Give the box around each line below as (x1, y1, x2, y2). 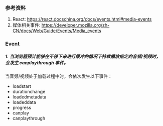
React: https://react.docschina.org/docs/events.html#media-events (12, 16, 152, 22)
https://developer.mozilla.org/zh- (41, 22, 110, 28)
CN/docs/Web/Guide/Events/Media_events (12, 28, 101, 34)
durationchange (12, 89, 46, 95)
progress (12, 104, 32, 111)
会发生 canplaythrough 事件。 (5, 59, 69, 66)
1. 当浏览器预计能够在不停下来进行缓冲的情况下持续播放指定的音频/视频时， (5, 53, 161, 59)
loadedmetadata (12, 94, 47, 100)
